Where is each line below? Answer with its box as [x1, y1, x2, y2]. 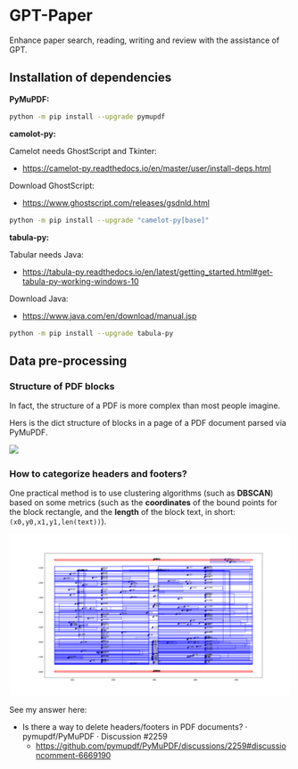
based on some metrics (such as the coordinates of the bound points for [9, 497, 278, 508]
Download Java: [9, 293, 69, 304]
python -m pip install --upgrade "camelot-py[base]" [9, 216, 210, 225]
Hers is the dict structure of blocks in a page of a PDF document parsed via [9, 418, 287, 429]
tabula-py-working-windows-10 [21, 275, 140, 286]
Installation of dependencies [9, 70, 172, 86]
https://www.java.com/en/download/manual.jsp [21, 310, 197, 321]
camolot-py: [9, 128, 56, 139]
